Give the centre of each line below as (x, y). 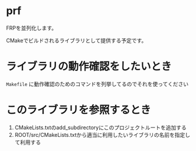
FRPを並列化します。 (32, 28)
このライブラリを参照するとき (79, 110)
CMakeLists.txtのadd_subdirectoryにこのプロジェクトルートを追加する (101, 127)
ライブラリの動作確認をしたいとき (89, 67)
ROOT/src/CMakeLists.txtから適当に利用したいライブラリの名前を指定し (102, 134)
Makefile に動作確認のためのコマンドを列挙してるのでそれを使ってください (97, 84)
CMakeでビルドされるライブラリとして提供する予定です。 (76, 40)
